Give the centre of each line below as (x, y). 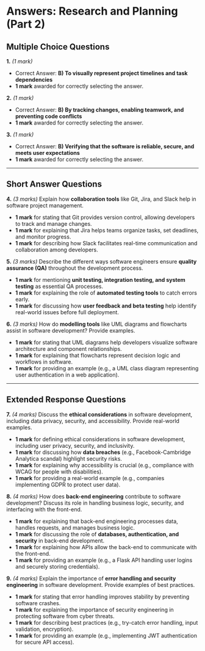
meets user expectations (48, 153)
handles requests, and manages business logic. (75, 527)
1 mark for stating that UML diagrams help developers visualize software (106, 342)
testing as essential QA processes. (59, 286)
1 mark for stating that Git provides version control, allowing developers (105, 217)
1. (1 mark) (20, 61)
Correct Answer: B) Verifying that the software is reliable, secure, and (105, 146)
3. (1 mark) (20, 135)
